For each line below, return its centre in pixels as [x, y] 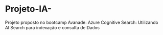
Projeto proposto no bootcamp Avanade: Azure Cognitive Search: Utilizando [81, 22]
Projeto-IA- [28, 9]
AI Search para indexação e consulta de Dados [52, 27]
